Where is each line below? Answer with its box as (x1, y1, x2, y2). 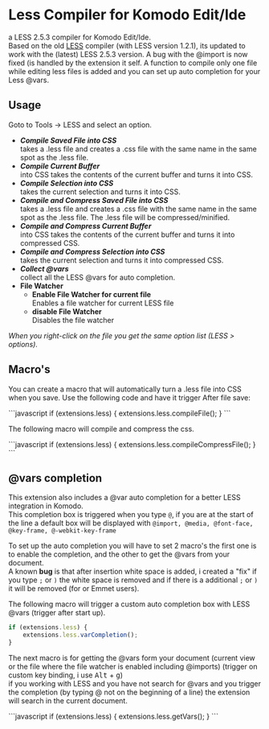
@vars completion (8, 471, 103, 485)
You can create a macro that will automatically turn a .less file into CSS (8, 384, 243, 394)
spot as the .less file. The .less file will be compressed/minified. (19, 212, 230, 222)
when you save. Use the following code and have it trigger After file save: (8, 392, 251, 402)
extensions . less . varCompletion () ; (22, 631, 138, 640)
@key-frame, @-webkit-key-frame (8, 527, 116, 535)
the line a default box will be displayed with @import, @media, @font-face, (8, 518, 254, 528)
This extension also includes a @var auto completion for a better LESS (8, 493, 241, 503)
